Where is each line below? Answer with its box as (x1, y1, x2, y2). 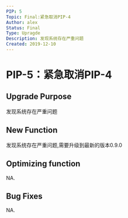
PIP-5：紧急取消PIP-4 (6, 68, 112, 82)
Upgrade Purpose (6, 92, 72, 102)
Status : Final (6, 25, 41, 31)
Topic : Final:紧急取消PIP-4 (6, 14, 71, 20)
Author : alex (6, 19, 38, 25)
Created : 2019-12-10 (6, 41, 57, 47)
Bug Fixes (6, 191, 43, 201)
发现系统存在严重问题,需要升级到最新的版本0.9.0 (6, 141, 123, 148)
